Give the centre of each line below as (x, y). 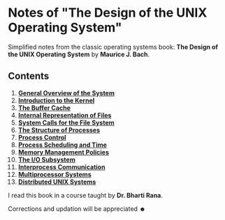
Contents (29, 76)
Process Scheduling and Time (63, 145)
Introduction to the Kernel (56, 100)
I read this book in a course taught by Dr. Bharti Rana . (86, 195)
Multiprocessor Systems (55, 174)
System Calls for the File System (66, 123)
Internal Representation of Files (65, 115)
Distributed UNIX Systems (57, 182)
